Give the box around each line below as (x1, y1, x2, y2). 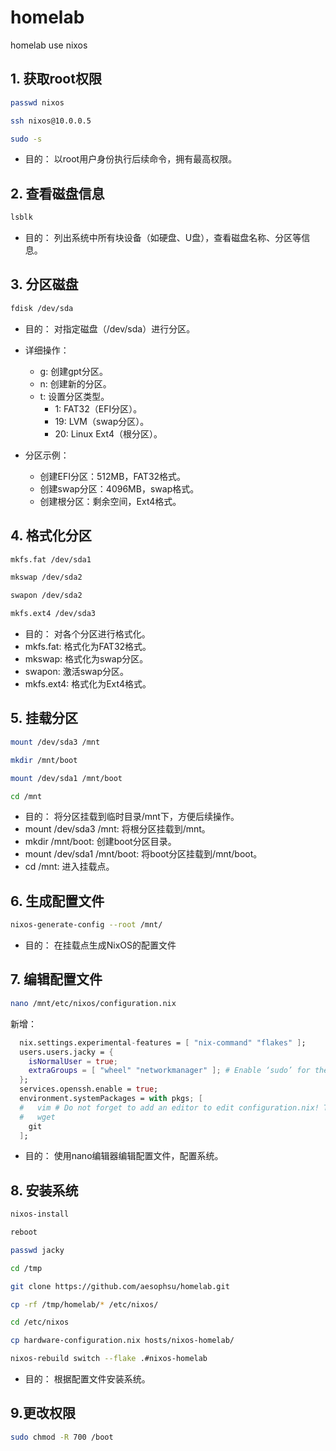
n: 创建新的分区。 (39, 377, 112, 390)
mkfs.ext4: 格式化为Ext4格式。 (24, 678, 152, 690)
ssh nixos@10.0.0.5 (10, 116, 92, 126)
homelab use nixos (10, 39, 88, 51)
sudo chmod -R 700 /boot (10, 1432, 114, 1442)
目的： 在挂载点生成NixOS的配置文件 (24, 939, 177, 951)
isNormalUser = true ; (28, 1056, 118, 1066)
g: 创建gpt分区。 (39, 365, 108, 377)
